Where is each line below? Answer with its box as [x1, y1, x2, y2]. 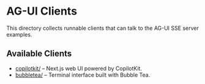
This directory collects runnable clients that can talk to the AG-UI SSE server [6, 24, 199, 32]
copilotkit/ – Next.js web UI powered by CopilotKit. [15, 65, 143, 72]
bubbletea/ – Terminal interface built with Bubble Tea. [15, 71, 151, 79]
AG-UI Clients [6, 4, 78, 18]
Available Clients [6, 49, 72, 59]
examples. [6, 30, 32, 38]
